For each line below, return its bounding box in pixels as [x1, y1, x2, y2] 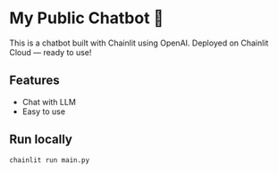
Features [9, 73, 60, 88]
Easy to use [21, 106, 65, 117]
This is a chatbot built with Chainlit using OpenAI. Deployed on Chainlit [9, 37, 269, 48]
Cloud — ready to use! [9, 46, 92, 57]
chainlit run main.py [9, 155, 90, 164]
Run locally [9, 132, 73, 147]
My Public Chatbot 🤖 [9, 8, 164, 29]
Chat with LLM [21, 96, 76, 107]
